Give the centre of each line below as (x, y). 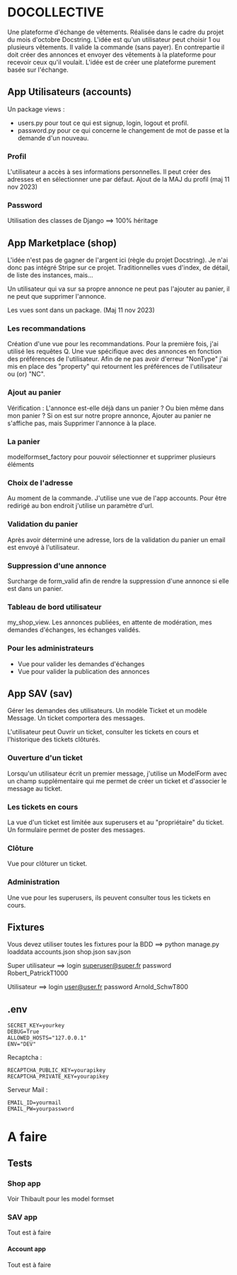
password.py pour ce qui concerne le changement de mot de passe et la (123, 130)
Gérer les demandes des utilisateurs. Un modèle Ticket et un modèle (107, 711)
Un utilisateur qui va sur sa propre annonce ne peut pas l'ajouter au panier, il (118, 289)
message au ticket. (35, 788)
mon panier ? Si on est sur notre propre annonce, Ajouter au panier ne (109, 415)
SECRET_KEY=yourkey (36, 1026)
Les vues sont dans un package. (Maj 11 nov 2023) (81, 310)
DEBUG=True (23, 1032)
